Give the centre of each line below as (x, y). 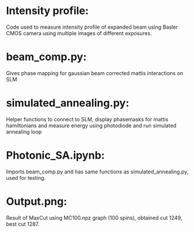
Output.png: (37, 201)
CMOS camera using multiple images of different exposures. (79, 33)
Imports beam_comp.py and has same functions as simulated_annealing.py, (97, 172)
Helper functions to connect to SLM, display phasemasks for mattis (87, 119)
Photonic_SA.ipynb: (55, 155)
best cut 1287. (23, 224)
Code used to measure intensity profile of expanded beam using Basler (92, 27)
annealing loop (24, 132)
